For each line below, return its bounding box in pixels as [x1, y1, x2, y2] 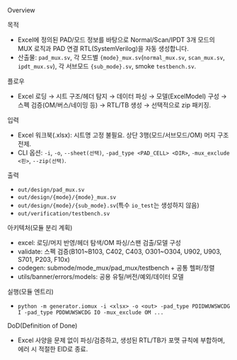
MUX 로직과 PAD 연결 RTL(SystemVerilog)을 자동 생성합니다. [17, 44, 190, 52]
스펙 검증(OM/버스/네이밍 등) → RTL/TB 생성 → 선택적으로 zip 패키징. [17, 101, 212, 109]
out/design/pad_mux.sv [17, 186, 85, 193]
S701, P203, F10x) [17, 256, 71, 263]
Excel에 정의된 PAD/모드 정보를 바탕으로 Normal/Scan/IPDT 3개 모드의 [17, 35, 216, 44]
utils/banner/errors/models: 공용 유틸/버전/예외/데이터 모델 [17, 272, 184, 281]
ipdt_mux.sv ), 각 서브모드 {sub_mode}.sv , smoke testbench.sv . [17, 62, 197, 70]
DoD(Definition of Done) [7, 321, 78, 330]
